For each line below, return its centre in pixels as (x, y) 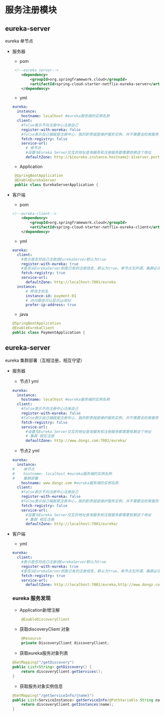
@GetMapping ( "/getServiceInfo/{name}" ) (53, 695)
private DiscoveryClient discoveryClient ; (65, 643)
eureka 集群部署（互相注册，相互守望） (45, 360)
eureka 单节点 (19, 41)
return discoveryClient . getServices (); (62, 671)
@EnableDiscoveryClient (45, 619)
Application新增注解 (40, 610)
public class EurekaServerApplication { (56, 185)
